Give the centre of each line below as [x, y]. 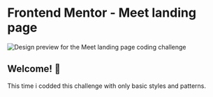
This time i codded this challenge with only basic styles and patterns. [107, 86]
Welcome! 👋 [34, 69]
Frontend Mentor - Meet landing [102, 13]
